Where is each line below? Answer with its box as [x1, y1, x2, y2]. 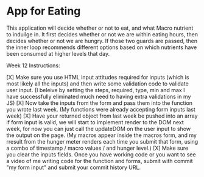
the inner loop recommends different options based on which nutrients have [6, 44, 197, 51]
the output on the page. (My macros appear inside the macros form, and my [6, 132, 197, 139]
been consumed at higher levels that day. [6, 50, 110, 57]
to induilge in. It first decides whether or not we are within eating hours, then [6, 30, 199, 38]
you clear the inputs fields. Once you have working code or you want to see [6, 150, 196, 158]
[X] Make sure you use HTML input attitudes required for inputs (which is [6, 73, 189, 81]
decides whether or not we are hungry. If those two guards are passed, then [6, 37, 198, 44]
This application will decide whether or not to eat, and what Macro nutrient [6, 24, 194, 32]
